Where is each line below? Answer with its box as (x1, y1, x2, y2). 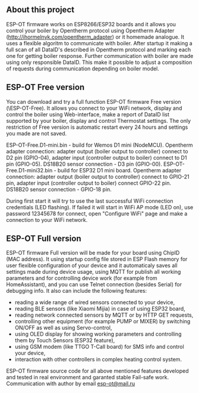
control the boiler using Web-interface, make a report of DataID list (6, 110, 170, 118)
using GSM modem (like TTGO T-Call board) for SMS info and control (14, 343, 184, 351)
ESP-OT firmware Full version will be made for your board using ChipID (6, 249, 180, 256)
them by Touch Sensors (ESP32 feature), (14, 337, 115, 344)
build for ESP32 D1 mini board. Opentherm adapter (57, 166, 182, 174)
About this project (6, 5, 75, 15)
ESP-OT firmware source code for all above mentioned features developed (6, 367, 189, 375)
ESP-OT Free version (6, 82, 85, 92)
